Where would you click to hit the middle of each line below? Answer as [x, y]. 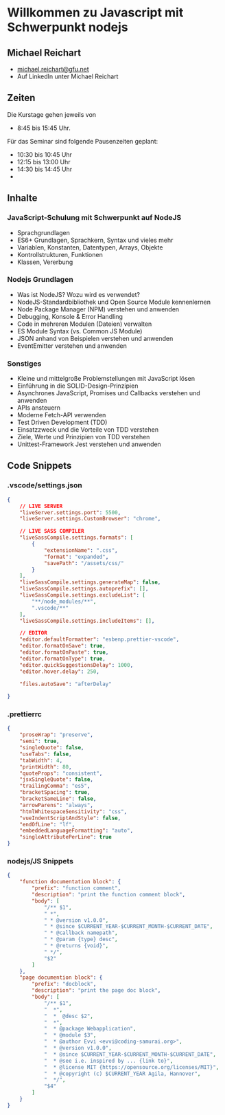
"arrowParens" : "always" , [57, 805]
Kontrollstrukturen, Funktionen [60, 254]
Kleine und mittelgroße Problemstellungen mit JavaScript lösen [106, 379]
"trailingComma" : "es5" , [55, 786]
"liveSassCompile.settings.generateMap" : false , [90, 582]
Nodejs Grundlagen [40, 280]
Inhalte [22, 198]
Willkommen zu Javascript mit [95, 13]
